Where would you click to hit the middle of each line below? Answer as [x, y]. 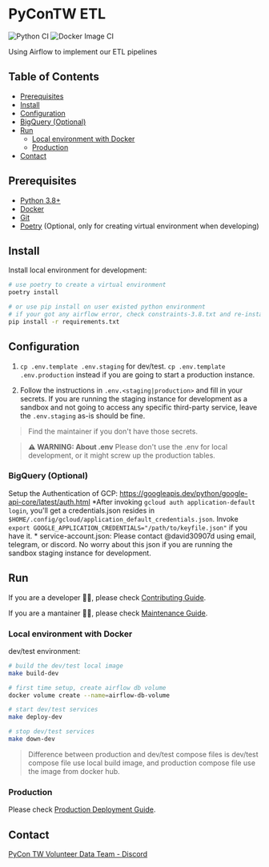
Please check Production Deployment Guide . [82, 809]
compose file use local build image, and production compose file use [142, 763]
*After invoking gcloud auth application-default [174, 502]
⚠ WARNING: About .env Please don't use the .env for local [128, 446]
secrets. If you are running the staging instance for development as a [134, 398]
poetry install [34, 292]
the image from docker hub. [74, 771]
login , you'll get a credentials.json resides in [81, 510]
